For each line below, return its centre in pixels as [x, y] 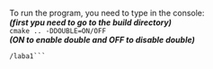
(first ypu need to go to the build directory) [91, 22]
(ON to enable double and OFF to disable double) [102, 40]
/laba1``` [28, 56]
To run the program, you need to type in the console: [107, 13]
